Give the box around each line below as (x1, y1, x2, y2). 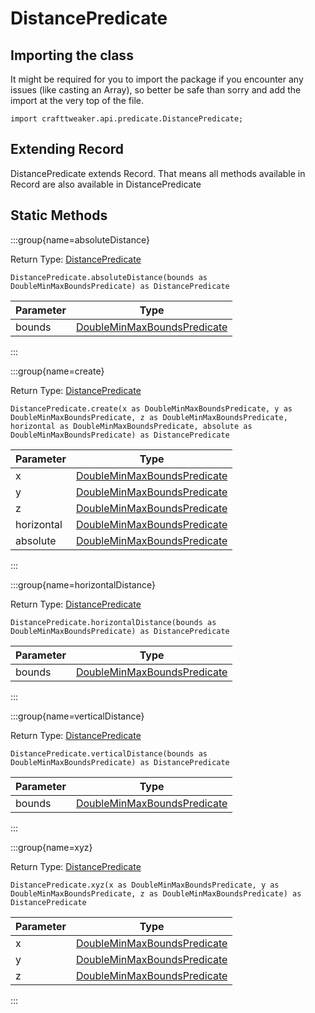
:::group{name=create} (10, 365, 105, 377)
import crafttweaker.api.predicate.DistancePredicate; (10, 114, 244, 124)
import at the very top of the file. (10, 95, 144, 106)
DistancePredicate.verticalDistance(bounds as (10, 748, 208, 759)
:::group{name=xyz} (10, 841, 93, 853)
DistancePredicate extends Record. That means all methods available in (10, 167, 306, 179)
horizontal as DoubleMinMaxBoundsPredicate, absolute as (10, 421, 253, 431)
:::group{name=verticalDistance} (10, 710, 145, 722)
